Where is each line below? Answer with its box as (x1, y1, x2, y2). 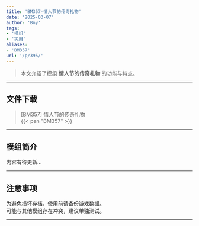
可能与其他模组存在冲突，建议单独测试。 (6, 208, 105, 215)
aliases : (6, 42, 28, 48)
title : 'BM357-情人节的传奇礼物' (6, 8, 82, 15)
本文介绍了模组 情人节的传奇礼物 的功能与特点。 (20, 69, 138, 77)
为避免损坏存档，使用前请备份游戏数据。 (6, 200, 105, 207)
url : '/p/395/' (6, 53, 44, 59)
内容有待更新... (6, 159, 43, 166)
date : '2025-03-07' (6, 14, 54, 20)
